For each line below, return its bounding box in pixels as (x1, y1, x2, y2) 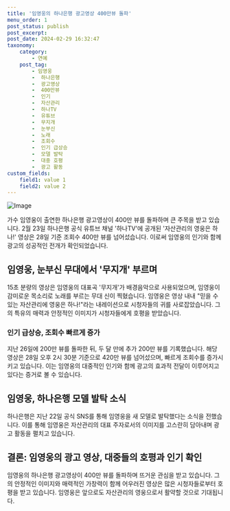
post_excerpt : (7, 29, 48, 36)
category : (19, 49, 48, 56)
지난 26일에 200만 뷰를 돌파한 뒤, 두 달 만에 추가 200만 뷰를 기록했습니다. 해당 (7, 345, 218, 353)
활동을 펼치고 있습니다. (14, 429, 76, 437)
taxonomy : (7, 42, 36, 49)
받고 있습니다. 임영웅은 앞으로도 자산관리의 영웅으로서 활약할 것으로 (19, 488, 200, 496)
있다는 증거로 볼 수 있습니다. (7, 371, 82, 379)
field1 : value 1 (19, 176, 67, 183)
